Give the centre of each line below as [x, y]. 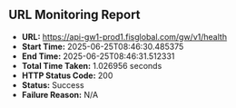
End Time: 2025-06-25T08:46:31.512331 [98, 56]
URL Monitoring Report [75, 15]
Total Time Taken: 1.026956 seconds [92, 65]
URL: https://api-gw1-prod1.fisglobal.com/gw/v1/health [124, 36]
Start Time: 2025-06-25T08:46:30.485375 [103, 46]
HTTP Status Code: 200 [67, 75]
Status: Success [53, 84]
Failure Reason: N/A [60, 94]
